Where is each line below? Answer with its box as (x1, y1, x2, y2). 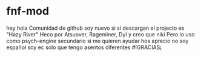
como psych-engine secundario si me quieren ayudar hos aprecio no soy (6, 37, 189, 44)
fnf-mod (6, 4, 50, 18)
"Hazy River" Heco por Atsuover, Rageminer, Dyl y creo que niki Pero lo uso (6, 30, 195, 38)
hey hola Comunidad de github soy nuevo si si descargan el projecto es (6, 24, 185, 32)
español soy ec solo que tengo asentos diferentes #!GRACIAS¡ (6, 44, 162, 51)
